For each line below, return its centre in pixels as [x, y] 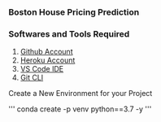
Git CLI [32, 78]
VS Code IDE [41, 69]
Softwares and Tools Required [69, 33]
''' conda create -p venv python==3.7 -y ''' [80, 109]
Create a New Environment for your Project [80, 94]
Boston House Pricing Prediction [74, 12]
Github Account [46, 52]
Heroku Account [48, 60]
